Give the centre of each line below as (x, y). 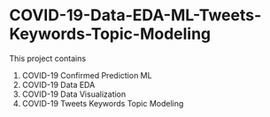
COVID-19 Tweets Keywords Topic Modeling (103, 103)
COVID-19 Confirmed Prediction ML (87, 75)
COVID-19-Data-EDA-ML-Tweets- (135, 15)
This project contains (48, 58)
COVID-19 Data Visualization (74, 94)
